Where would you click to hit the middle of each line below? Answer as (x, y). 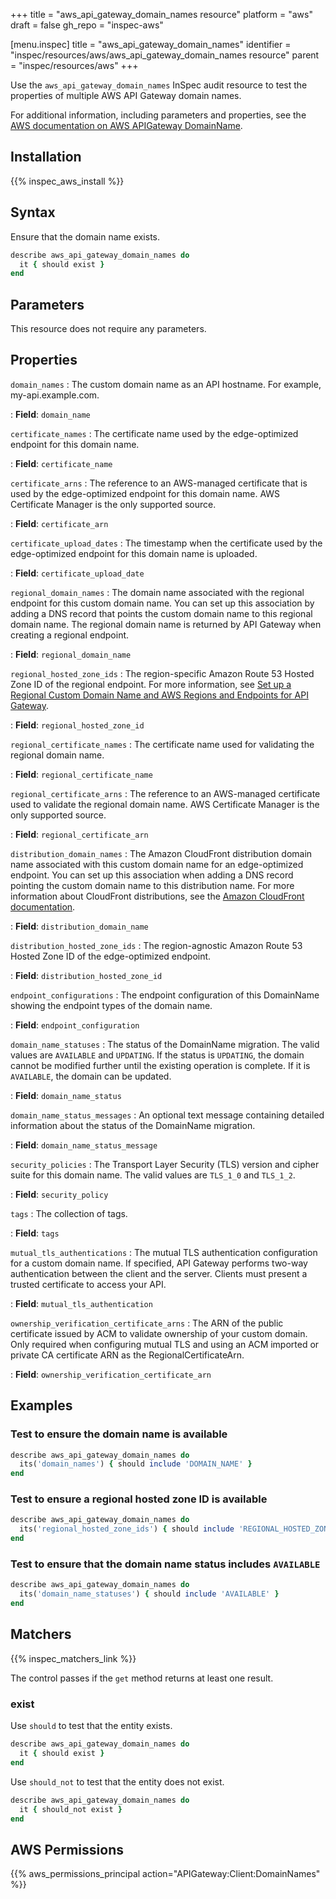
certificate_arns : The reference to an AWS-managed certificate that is (159, 483)
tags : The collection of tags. (69, 1213)
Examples (41, 1405)
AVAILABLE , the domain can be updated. (91, 1076)
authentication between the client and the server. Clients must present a (159, 1273)
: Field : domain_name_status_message (84, 1145)
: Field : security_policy (59, 1194)
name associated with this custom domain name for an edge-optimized (157, 864)
